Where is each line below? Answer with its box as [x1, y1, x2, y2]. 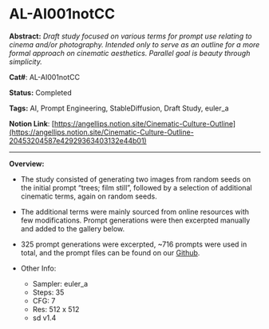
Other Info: [20, 263, 57, 273]
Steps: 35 [32, 287, 65, 297]
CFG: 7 [32, 295, 56, 305]
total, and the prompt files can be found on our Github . [20, 247, 200, 257]
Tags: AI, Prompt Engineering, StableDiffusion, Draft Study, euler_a [9, 103, 230, 113]
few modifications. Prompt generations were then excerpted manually [20, 215, 251, 225]
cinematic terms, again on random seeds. [20, 191, 158, 201]
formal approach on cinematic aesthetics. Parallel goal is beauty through [9, 48, 251, 58]
